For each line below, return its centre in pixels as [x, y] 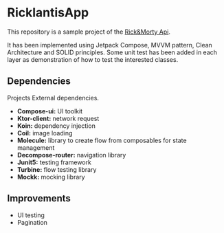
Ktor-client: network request [58, 118]
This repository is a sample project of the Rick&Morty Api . [89, 32]
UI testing [31, 215]
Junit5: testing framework [54, 162]
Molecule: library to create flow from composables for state [102, 140]
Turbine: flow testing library [57, 169]
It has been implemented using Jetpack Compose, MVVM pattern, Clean [110, 45]
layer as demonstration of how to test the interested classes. [93, 59]
